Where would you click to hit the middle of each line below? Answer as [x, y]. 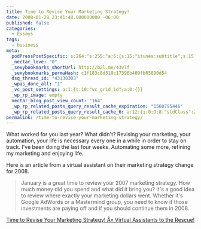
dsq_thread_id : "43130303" [45, 78]
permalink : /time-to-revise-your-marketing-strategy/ [75, 117]
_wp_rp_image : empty [37, 95]
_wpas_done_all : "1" [37, 84]
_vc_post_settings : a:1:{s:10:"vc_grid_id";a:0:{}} [77, 90]
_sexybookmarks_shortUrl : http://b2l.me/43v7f [71, 67]
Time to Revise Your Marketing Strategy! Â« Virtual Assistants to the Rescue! [100, 220]
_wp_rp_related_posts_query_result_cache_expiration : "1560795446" [98, 106]
